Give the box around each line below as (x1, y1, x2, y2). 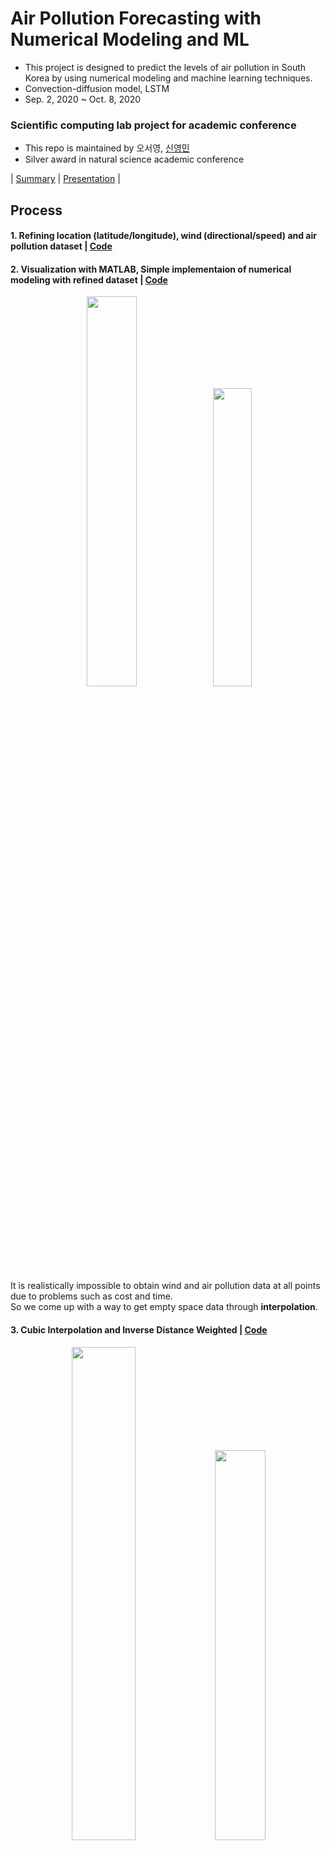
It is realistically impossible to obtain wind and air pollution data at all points (10, 1280, 321, 1292)
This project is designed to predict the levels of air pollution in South (24, 61, 307, 73)
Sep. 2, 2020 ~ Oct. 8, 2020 (24, 93, 142, 105)
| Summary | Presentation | (10, 173, 121, 185)
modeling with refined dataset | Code (10, 273, 168, 286)
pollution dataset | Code (10, 240, 113, 252)
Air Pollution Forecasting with (10, 7, 262, 30)
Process (10, 202, 63, 219)
